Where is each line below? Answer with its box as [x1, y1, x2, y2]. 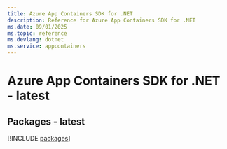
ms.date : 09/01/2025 [7, 23, 68, 30]
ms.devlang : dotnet [7, 36, 64, 43]
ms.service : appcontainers [7, 43, 86, 50]
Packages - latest [7, 115, 85, 127]
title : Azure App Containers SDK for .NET [7, 10, 133, 17]
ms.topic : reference [7, 29, 68, 37]
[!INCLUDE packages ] [7, 134, 71, 142]
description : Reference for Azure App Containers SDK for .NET [7, 17, 196, 24]
